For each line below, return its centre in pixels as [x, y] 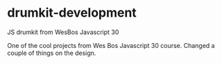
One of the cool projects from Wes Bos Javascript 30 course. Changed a [111, 45]
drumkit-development [72, 13]
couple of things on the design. [52, 53]
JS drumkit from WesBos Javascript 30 [63, 32]
